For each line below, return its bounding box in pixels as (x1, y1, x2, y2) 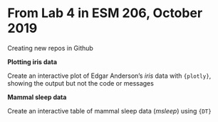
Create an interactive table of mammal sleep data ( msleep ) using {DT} (7, 106, 212, 115)
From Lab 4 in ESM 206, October (7, 5, 203, 21)
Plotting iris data (7, 57, 58, 66)
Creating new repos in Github (7, 44, 94, 52)
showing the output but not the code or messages (7, 78, 155, 87)
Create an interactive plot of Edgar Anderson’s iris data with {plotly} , (7, 71, 212, 80)
